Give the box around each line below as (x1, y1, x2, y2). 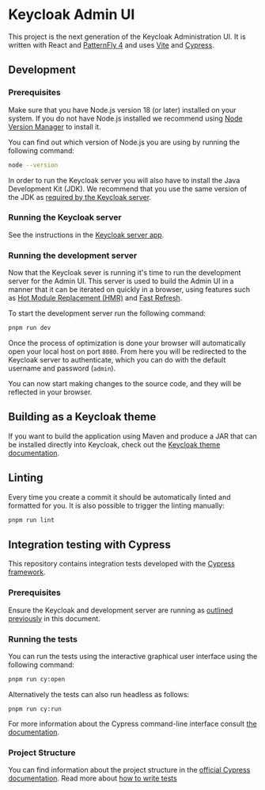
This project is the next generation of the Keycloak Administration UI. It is (8, 32, 247, 41)
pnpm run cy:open (8, 675, 66, 683)
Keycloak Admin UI (8, 6, 135, 24)
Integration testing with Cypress (8, 538, 172, 551)
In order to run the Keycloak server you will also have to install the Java (8, 175, 240, 185)
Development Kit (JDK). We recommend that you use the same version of (8, 184, 248, 194)
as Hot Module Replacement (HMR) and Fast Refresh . (8, 293, 183, 303)
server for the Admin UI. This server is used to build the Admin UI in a (8, 276, 235, 286)
